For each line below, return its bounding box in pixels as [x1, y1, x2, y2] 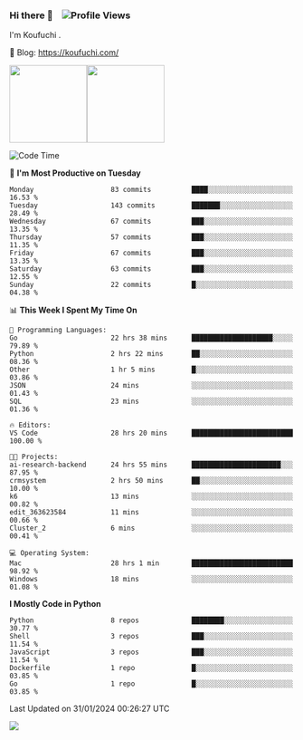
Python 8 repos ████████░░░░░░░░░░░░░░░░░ [9, 616, 294, 625]
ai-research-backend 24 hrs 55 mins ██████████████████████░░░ [9, 460, 294, 470]
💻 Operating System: [9, 549, 90, 558]
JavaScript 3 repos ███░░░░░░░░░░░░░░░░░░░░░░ [9, 648, 294, 657]
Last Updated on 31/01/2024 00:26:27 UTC [9, 703, 170, 715]
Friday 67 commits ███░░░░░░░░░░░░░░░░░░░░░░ [9, 249, 294, 258]
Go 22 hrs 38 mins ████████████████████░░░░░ [9, 333, 294, 343]
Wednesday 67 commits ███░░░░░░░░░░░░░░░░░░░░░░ [9, 217, 294, 226]
